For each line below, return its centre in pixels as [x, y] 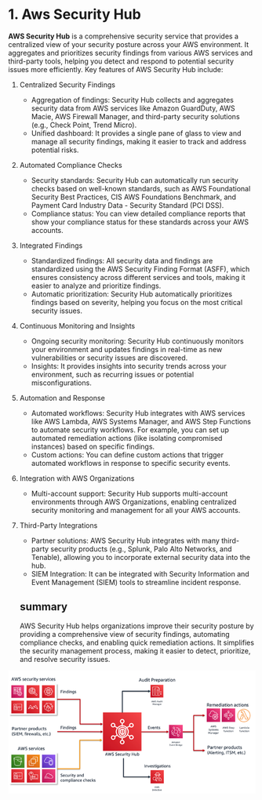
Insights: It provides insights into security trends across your [129, 365]
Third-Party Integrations [58, 525]
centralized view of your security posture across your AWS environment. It [129, 44]
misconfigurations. [61, 383]
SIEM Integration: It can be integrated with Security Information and [140, 573]
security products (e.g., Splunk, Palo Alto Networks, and [141, 549]
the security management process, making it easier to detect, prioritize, [135, 651]
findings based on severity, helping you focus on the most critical [137, 302]
